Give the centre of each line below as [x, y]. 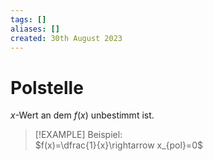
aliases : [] [35, 29]
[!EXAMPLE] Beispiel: [78, 135]
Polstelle [47, 87]
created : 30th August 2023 [66, 38]
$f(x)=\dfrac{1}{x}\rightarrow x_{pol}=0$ [118, 145]
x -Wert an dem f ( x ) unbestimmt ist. [82, 115]
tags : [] [28, 19]
